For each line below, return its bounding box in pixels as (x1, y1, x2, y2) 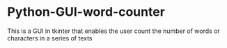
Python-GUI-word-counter (7, 4, 166, 20)
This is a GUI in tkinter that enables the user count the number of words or (7, 27, 221, 35)
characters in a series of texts (7, 34, 93, 42)
